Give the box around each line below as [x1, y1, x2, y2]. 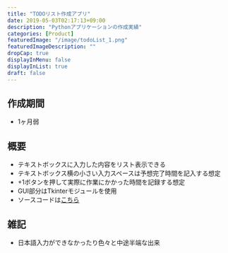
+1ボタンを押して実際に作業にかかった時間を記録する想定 [17, 178, 186, 187]
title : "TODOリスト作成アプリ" [7, 10, 91, 18]
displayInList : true [7, 63, 68, 70]
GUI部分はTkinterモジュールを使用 [17, 187, 117, 195]
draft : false [7, 69, 46, 76]
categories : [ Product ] [7, 30, 74, 37]
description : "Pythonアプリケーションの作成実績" [7, 23, 143, 30]
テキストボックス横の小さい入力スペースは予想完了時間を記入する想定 [17, 169, 221, 177]
